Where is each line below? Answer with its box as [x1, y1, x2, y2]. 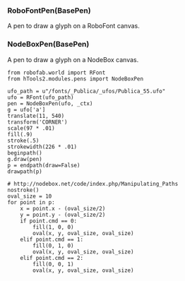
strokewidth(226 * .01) [7, 143, 78, 150]
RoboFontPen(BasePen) [7, 6, 91, 16]
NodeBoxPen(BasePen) [7, 40, 90, 49]
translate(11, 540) [7, 112, 65, 119]
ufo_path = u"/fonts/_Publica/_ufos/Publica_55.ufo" [7, 88, 166, 95]
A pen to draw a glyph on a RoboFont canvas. [7, 22, 140, 30]
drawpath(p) [7, 168, 42, 175]
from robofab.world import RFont [7, 69, 106, 76]
